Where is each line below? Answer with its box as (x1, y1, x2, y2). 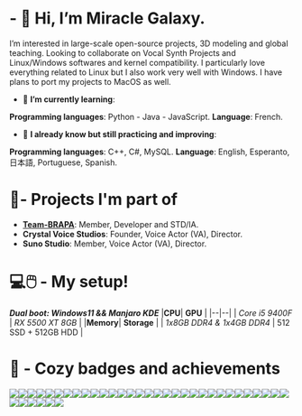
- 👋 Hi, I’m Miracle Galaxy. (9, 8, 206, 29)
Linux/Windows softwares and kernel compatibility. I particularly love (9, 57, 266, 68)
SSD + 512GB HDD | (9, 327, 84, 337)
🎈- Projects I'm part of (9, 190, 178, 210)
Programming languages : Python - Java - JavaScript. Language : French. (9, 111, 283, 122)
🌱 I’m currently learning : (22, 94, 115, 105)
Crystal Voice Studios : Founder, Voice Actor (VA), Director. (22, 228, 243, 239)
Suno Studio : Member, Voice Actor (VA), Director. (22, 238, 207, 249)
